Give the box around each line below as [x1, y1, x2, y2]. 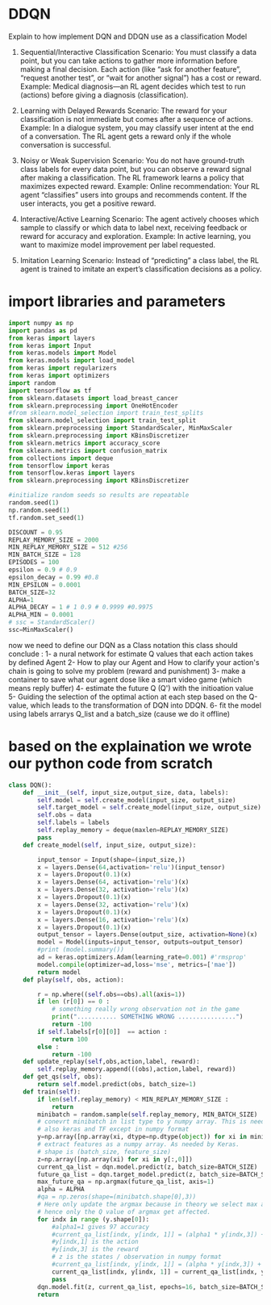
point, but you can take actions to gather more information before [19, 56, 238, 65]
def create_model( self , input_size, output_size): [23, 841, 197, 849]
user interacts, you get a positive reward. [19, 199, 156, 208]
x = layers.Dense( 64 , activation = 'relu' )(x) [37, 878, 190, 886]
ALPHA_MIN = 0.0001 [8, 611, 74, 619]
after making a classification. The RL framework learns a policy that [19, 173, 244, 182]
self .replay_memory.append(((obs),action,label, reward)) [37, 1065, 236, 1073]
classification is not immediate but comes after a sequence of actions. [19, 114, 253, 123]
